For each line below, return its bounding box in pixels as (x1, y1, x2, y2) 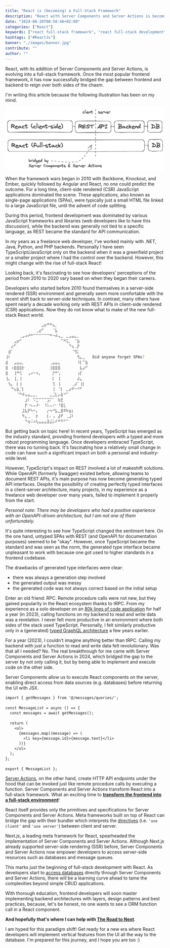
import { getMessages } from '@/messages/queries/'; (5, 695, 119, 700)
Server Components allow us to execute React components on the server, (5, 674, 159, 680)
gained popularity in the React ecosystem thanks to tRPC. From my (5, 600, 145, 606)
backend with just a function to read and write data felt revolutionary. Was (5, 642, 159, 648)
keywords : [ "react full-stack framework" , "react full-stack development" (5, 29, 166, 35)
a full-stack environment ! (5, 797, 60, 803)
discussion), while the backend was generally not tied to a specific (5, 223, 144, 229)
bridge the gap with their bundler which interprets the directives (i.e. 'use (5, 818, 158, 824)
